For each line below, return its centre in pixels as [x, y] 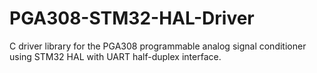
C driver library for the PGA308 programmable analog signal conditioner [158, 46]
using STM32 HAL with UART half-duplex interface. [115, 56]
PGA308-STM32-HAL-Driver [132, 18]
